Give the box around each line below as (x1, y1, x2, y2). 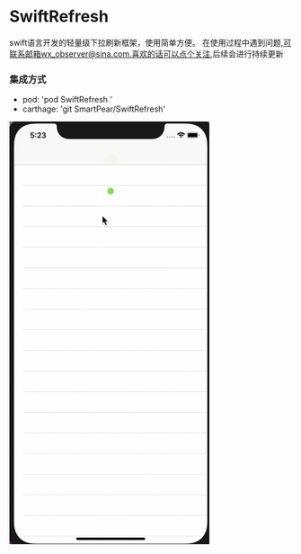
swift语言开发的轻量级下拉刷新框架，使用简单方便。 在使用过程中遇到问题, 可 (9, 37, 292, 48)
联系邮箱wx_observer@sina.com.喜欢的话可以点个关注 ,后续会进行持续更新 (9, 48, 284, 59)
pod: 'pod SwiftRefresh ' (22, 94, 113, 105)
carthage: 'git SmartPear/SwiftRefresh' (22, 103, 166, 114)
